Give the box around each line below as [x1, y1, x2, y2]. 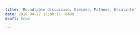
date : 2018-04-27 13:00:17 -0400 [5, 12, 74, 16]
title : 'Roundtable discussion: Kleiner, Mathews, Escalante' [5, 7, 137, 12]
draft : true [5, 16, 30, 21]
